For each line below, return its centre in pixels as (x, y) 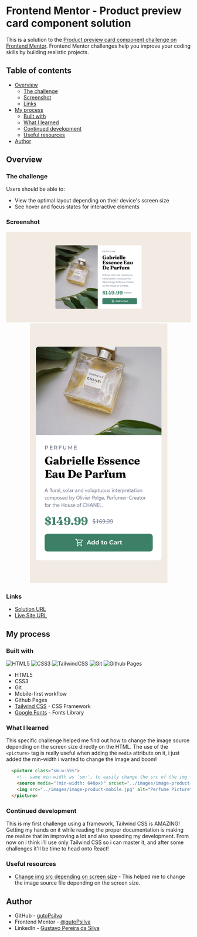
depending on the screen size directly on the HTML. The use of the (87, 747)
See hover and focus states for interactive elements (77, 207)
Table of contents (39, 71)
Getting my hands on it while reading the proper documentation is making (95, 830)
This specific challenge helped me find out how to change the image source (98, 740)
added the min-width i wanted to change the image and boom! (81, 759)
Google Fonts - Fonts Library (49, 713)
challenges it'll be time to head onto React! (58, 849)
